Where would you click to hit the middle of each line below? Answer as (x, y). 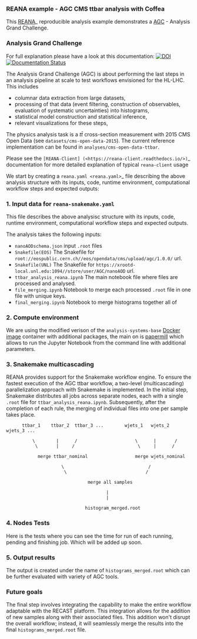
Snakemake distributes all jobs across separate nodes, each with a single (95, 396)
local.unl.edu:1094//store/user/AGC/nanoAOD (70, 271)
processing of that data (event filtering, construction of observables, (97, 104)
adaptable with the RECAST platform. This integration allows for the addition (98, 611)
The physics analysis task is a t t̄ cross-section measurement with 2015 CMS (98, 134)
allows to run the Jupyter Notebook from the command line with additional (96, 343)
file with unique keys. (40, 296)
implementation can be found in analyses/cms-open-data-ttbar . (83, 147)
